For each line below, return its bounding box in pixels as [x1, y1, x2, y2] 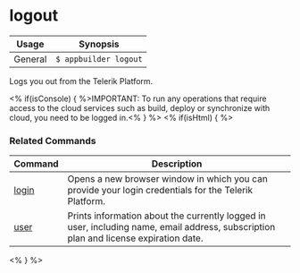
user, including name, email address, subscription [67, 221, 276, 234]
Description [151, 158, 203, 170]
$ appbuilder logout [54, 54, 143, 64]
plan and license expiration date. [67, 232, 204, 244]
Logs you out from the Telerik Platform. [9, 75, 154, 86]
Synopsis [79, 38, 120, 50]
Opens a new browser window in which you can [67, 173, 268, 185]
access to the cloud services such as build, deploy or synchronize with [9, 102, 271, 113]
